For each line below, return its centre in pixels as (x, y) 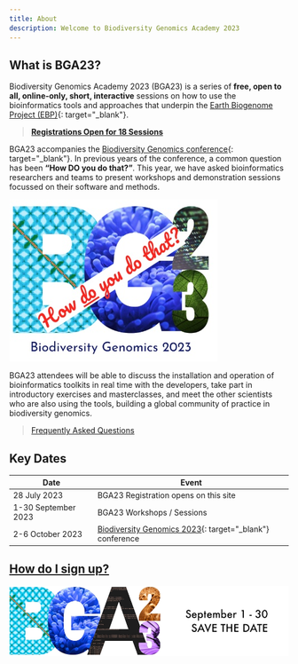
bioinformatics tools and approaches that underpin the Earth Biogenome (141, 106)
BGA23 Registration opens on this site (167, 495)
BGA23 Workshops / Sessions (152, 512)
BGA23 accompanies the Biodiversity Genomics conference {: (122, 149)
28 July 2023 (38, 495)
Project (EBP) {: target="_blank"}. (69, 115)
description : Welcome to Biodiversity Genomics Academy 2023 (125, 28)
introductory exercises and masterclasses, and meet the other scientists (141, 394)
